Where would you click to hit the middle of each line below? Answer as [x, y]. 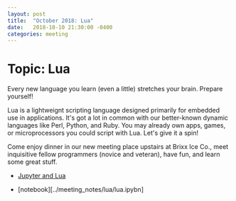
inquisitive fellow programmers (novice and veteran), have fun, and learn [114, 155]
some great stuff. [32, 162]
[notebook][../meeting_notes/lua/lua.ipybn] [81, 190]
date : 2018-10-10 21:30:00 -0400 [60, 27]
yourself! [20, 96]
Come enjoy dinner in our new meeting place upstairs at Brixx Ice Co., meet [118, 147]
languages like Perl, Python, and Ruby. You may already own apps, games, [117, 125]
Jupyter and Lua [42, 176]
